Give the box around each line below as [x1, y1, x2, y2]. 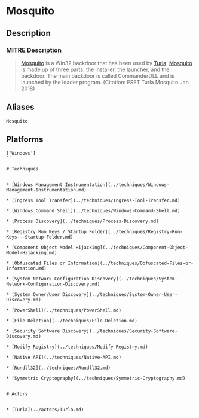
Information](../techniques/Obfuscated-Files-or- [68, 260, 194, 266]
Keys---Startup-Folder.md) [6, 234, 74, 240]
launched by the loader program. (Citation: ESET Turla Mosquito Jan [20, 78, 189, 86]
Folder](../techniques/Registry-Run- [88, 228, 183, 234]
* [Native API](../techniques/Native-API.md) [6, 354, 121, 360]
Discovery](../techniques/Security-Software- [62, 328, 178, 334]
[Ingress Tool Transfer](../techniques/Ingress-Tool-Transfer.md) [11, 197, 180, 203]
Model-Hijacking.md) [6, 249, 58, 255]
